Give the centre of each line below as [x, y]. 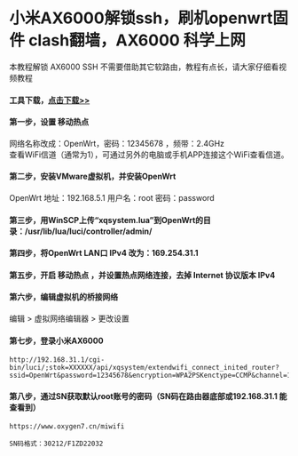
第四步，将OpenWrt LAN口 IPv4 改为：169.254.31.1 [104, 253]
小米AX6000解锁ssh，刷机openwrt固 [149, 18]
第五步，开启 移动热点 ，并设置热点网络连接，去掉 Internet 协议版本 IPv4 [142, 275]
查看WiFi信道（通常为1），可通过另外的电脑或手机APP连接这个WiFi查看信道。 [149, 154]
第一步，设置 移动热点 [49, 122]
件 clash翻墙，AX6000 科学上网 [128, 40]
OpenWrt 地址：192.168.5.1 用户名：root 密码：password [112, 197]
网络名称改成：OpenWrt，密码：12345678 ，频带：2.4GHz [117, 143]
